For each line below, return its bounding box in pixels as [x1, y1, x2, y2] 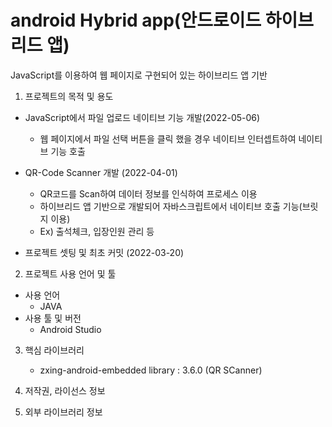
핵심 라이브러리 [24, 344, 85, 356]
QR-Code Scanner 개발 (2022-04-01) [24, 166, 178, 178]
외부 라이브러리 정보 [24, 406, 103, 418]
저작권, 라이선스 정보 [24, 384, 106, 396]
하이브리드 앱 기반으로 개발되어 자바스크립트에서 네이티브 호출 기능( [39, 200, 303, 212]
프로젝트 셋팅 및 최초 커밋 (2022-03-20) [24, 246, 185, 258]
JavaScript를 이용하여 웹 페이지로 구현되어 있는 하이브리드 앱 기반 [10, 69, 268, 81]
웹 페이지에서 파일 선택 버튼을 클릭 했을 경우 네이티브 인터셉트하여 [39, 132, 297, 145]
